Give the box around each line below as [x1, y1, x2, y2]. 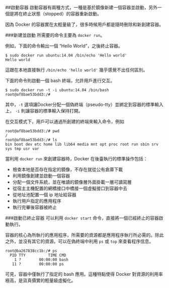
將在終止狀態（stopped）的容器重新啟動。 [14, 11, 102, 17]
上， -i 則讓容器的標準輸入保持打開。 [5, 108, 83, 113]
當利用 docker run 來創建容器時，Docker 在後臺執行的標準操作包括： [5, 156, 148, 161]
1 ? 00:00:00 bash [14, 257, 69, 262]
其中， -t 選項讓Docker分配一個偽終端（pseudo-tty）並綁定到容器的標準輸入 [5, 101, 163, 107]
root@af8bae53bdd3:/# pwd [5, 129, 59, 134]
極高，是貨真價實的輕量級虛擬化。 [5, 277, 76, 283]
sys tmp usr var [5, 146, 39, 151]
